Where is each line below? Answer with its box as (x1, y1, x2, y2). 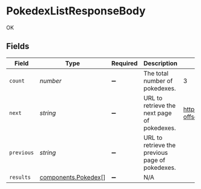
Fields (6, 41, 30, 51)
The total (143, 69, 169, 77)
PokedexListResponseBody (6, 4, 146, 18)
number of (143, 77, 173, 85)
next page (143, 109, 172, 117)
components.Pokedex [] (39, 173, 106, 181)
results (9, 173, 31, 181)
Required (111, 59, 138, 67)
